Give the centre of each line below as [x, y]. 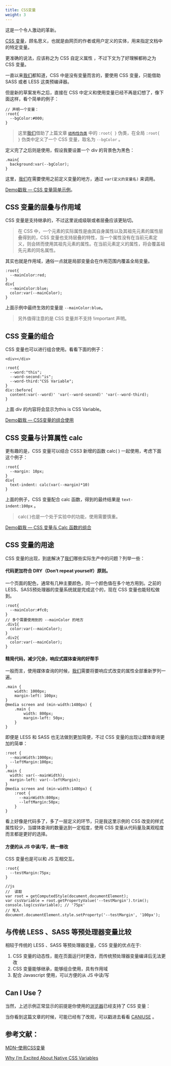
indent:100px [19, 506]
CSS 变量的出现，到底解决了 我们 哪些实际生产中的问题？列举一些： [75, 558]
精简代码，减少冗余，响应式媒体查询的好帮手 [52, 659]
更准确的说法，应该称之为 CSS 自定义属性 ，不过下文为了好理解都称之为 [81, 58]
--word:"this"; [26, 373]
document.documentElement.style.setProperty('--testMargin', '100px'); [83, 915]
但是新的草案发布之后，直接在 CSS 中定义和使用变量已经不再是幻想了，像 [82, 92]
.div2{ [12, 638]
